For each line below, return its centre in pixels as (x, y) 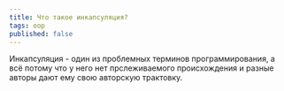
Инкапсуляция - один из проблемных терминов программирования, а (142, 59)
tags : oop (27, 26)
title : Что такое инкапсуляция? (69, 17)
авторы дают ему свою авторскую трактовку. (96, 78)
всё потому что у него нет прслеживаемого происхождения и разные (142, 68)
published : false (41, 34)
